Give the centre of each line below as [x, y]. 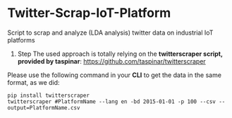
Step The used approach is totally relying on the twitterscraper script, [120, 54]
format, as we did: [33, 82]
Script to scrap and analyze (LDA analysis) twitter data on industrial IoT [110, 33]
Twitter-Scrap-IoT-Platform [89, 13]
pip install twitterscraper [49, 95]
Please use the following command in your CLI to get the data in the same [115, 75]
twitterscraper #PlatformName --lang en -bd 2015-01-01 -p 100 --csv [112, 101]
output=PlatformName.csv [44, 107]
